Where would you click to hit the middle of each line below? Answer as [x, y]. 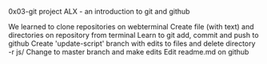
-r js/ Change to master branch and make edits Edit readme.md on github [129, 52]
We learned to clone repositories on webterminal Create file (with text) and [131, 26]
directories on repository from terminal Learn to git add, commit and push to [133, 35]
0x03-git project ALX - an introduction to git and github [99, 11]
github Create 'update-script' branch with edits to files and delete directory [132, 43]
